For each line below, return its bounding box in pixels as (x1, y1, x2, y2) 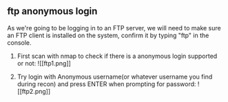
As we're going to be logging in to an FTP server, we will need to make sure (7, 23, 222, 32)
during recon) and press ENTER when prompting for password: (17, 79, 196, 88)
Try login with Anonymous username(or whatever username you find (17, 72, 213, 81)
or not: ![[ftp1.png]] (17, 59, 71, 68)
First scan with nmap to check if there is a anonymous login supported (17, 52, 218, 60)
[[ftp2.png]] (17, 87, 51, 95)
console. (7, 38, 32, 47)
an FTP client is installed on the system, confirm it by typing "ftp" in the (7, 31, 209, 39)
